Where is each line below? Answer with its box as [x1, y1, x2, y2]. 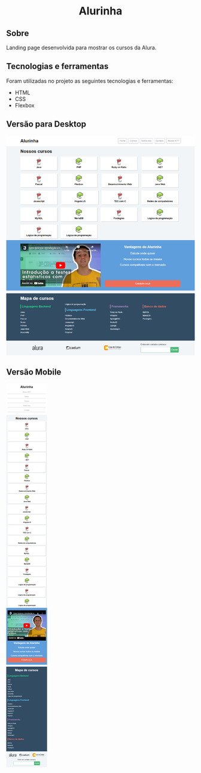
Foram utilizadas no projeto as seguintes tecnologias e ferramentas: [6, 77, 173, 85]
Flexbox [14, 101, 35, 109]
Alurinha [78, 4, 123, 18]
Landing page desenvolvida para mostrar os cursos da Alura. [6, 44, 157, 51]
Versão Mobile [6, 367, 62, 377]
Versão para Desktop [6, 119, 87, 130]
